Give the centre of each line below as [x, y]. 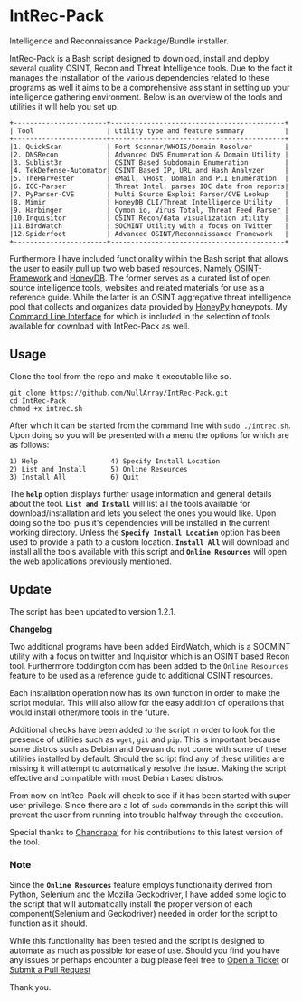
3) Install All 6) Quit [75, 477]
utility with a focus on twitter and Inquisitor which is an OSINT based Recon [150, 656]
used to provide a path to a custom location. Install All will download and [150, 542]
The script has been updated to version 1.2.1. [93, 611]
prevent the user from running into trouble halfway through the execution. [146, 815]
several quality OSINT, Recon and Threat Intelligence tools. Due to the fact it [151, 68]
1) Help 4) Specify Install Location [115, 461]
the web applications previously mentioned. [90, 561]
